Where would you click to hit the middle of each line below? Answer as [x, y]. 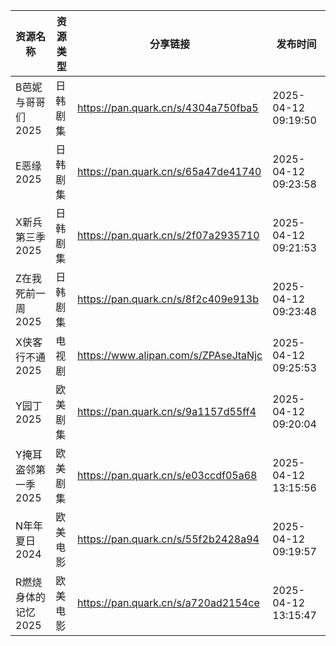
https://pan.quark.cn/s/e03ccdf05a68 [167, 475]
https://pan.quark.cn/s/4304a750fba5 [168, 107]
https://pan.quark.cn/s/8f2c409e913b [168, 299]
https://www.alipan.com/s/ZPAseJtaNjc [170, 355]
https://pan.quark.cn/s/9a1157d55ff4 [167, 411]
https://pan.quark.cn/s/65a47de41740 [169, 171]
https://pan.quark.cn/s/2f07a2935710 [168, 235]
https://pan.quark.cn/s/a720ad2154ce [168, 602]
